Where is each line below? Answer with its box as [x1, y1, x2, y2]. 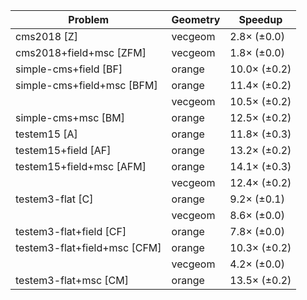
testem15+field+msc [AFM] [15, 160, 147, 173]
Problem [68, 13, 110, 26]
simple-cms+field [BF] [15, 62, 123, 76]
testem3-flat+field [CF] [15, 225, 127, 238]
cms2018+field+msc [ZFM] [15, 46, 147, 59]
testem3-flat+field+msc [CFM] [15, 241, 162, 254]
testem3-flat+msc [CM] [15, 274, 129, 287]
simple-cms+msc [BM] [15, 111, 126, 124]
